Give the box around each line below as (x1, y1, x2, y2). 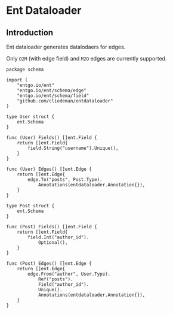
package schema (6, 67, 44, 73)
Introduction (6, 28, 54, 38)
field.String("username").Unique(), (27, 145, 119, 151)
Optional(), (38, 240, 68, 246)
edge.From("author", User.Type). (27, 271, 111, 277)
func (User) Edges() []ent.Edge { (6, 166, 92, 172)
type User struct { (6, 114, 55, 120)
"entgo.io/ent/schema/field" (17, 93, 89, 99)
